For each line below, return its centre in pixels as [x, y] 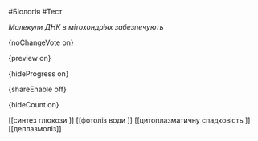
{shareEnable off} [37, 89]
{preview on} [30, 58]
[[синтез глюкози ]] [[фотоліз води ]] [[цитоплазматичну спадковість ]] [129, 120]
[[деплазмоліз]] [35, 129]
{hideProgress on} [39, 74]
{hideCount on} [34, 105]
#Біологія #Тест [35, 12]
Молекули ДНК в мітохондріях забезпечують [86, 27]
